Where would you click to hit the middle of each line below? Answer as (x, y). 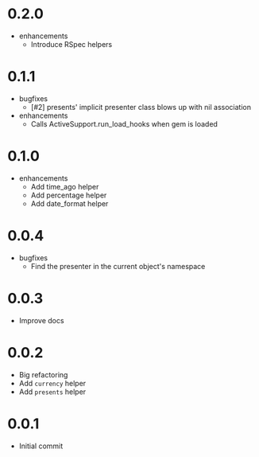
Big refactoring (43, 374)
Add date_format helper (70, 203)
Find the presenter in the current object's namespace (118, 266)
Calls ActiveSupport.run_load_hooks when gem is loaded (124, 123)
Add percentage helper (69, 195)
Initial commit (41, 446)
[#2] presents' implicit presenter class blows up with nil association (141, 107)
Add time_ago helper (65, 186)
